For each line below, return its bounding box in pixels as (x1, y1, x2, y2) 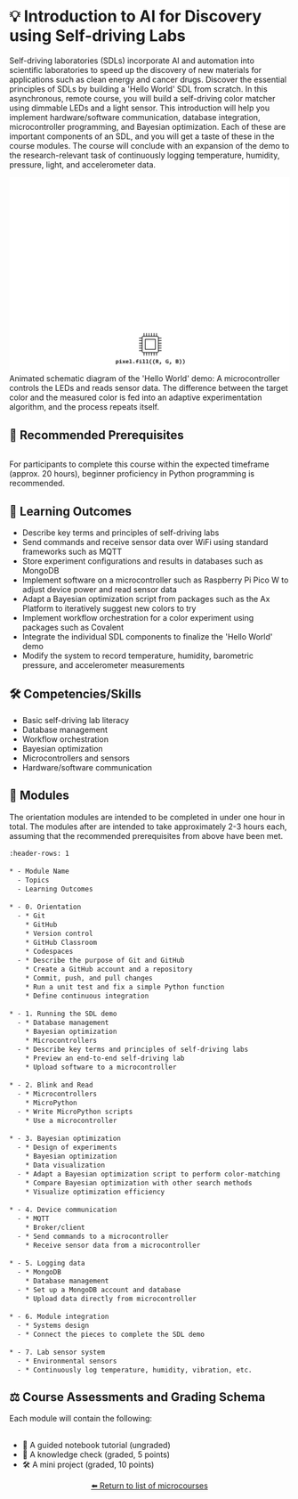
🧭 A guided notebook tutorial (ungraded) (21, 1440, 171, 1451)
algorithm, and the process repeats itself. (9, 402, 160, 412)
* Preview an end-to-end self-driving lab (25, 1054, 185, 1063)
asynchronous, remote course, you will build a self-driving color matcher (9, 93, 276, 103)
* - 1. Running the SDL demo (9, 1009, 117, 1018)
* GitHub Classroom (25, 938, 98, 947)
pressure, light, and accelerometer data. (9, 159, 157, 170)
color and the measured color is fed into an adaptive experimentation (9, 392, 262, 403)
